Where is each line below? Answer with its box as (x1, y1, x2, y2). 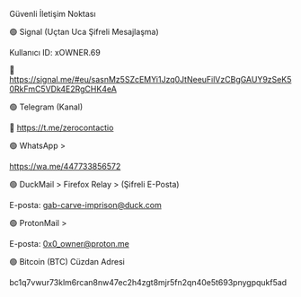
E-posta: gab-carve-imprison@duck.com (9, 200, 162, 210)
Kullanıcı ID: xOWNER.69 (9, 48, 101, 57)
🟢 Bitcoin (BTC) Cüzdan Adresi (9, 257, 126, 266)
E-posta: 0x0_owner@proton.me (9, 239, 130, 249)
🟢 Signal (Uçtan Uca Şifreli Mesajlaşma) (9, 27, 159, 37)
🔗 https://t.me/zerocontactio (9, 122, 114, 133)
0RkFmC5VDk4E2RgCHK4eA (9, 83, 117, 94)
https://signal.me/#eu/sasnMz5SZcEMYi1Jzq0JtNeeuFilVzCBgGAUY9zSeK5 (9, 74, 292, 84)
